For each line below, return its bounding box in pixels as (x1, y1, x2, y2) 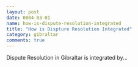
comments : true (6, 37, 45, 43)
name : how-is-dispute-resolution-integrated (6, 20, 122, 26)
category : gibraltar (6, 32, 59, 38)
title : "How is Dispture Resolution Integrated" (6, 26, 133, 32)
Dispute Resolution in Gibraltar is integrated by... (6, 54, 128, 61)
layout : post (6, 9, 40, 15)
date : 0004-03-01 (6, 15, 51, 21)
